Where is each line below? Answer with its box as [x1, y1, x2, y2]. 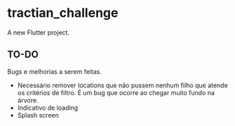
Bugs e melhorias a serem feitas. [7, 67, 102, 75]
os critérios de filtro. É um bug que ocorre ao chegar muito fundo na [17, 88, 215, 96]
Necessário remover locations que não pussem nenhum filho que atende [17, 81, 228, 89]
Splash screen [17, 111, 60, 119]
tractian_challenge [7, 5, 119, 21]
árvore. [17, 96, 39, 104]
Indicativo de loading [17, 103, 79, 112]
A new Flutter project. [7, 28, 70, 37]
